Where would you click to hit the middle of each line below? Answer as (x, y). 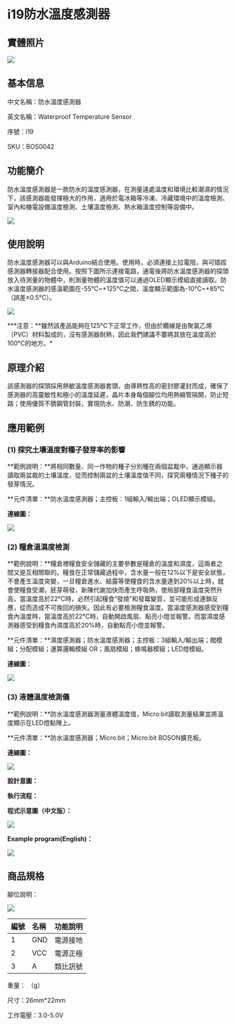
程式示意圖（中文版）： (40, 811)
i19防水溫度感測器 (59, 14)
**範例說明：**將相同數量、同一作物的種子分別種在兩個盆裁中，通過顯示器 (115, 466)
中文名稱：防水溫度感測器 (44, 101)
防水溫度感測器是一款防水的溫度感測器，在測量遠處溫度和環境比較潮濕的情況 (118, 189)
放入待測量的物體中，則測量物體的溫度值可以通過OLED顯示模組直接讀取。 (114, 280)
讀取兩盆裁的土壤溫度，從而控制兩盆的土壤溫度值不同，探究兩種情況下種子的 (118, 475)
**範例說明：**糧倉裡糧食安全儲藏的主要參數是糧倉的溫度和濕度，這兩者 (112, 564)
